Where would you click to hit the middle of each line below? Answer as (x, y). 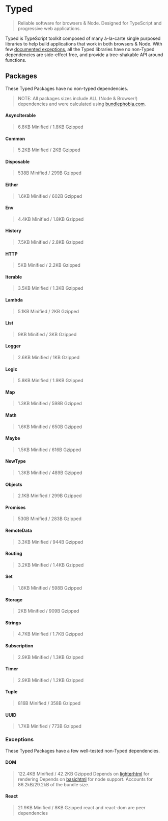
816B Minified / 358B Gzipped (49, 703)
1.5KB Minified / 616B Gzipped (49, 450)
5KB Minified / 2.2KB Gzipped (49, 265)
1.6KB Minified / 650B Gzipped (50, 427)
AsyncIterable (21, 115)
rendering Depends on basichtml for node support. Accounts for (85, 779)
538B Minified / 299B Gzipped (49, 173)
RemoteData (19, 530)
